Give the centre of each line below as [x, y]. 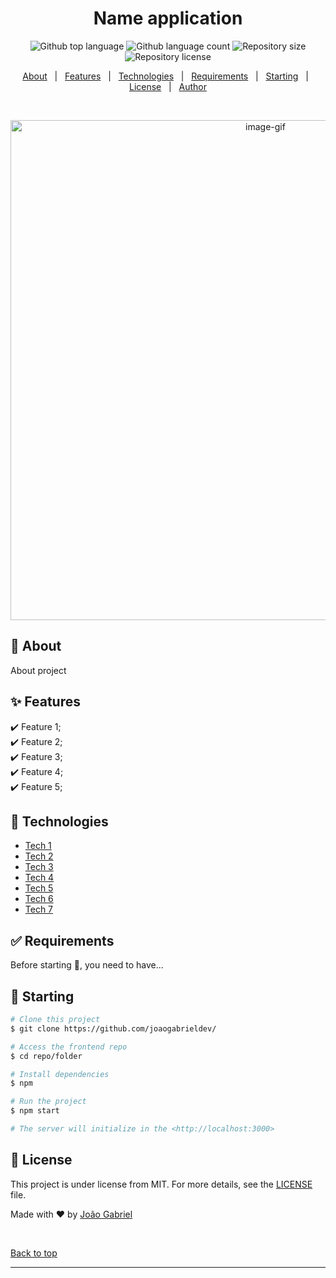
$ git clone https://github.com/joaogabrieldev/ [113, 1028]
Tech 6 [39, 899]
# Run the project [48, 1102]
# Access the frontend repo [69, 1047]
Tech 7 [39, 909]
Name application [168, 18]
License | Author [168, 86]
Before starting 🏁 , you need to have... [87, 965]
